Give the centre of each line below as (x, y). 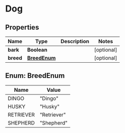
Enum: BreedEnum (35, 76)
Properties (22, 27)
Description (75, 41)
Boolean (37, 50)
